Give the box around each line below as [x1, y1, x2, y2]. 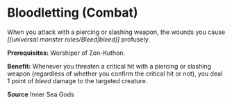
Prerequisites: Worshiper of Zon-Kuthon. [7, 49, 126, 57]
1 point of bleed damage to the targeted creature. [7, 76, 148, 85]
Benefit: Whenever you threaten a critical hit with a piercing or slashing [7, 62, 212, 70]
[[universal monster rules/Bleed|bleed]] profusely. [7, 35, 151, 43]
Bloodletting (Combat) [7, 5, 138, 21]
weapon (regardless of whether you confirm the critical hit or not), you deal [7, 69, 223, 78]
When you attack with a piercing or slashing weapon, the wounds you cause [7, 28, 226, 36]
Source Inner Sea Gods [7, 90, 74, 98]
